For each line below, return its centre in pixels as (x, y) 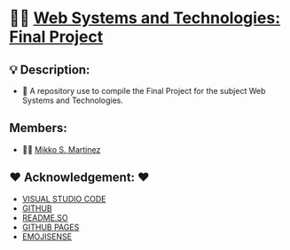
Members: (39, 128)
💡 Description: (50, 70)
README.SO (45, 217)
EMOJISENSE (47, 236)
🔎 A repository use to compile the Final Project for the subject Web (144, 91)
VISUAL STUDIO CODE (64, 199)
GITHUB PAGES (51, 227)
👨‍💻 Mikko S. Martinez (61, 149)
